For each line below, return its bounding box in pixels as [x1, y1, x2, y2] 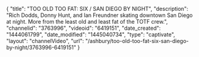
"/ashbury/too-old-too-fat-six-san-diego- [85, 38, 189, 44]
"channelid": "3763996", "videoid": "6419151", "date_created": [6, 24, 161, 32]
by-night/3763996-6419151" [6, 44, 77, 51]
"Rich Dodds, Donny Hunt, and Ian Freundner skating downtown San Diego [6, 12, 193, 19]
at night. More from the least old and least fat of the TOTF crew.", [6, 18, 168, 25]
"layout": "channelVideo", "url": [6, 38, 85, 44]
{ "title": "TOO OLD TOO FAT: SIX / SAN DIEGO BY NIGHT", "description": [6, 5, 189, 12]
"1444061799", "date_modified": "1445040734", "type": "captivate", [6, 31, 175, 38]
